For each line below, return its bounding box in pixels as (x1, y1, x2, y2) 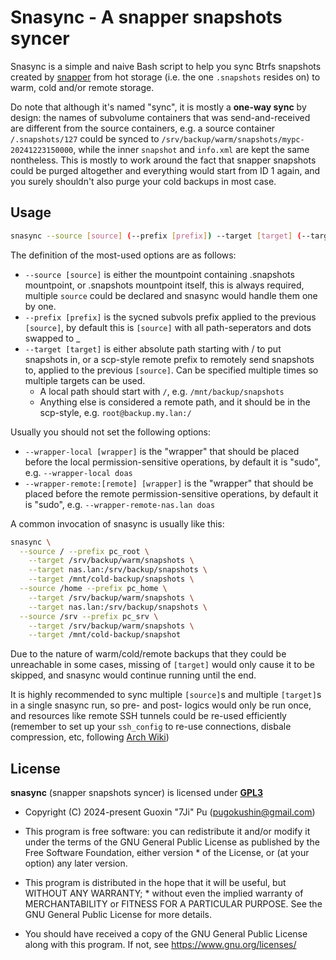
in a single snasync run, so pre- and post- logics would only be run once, (10, 699, 312, 711)
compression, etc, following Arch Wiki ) (10, 731, 170, 743)
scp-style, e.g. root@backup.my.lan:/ (39, 406, 192, 418)
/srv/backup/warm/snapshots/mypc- (161, 134, 305, 145)
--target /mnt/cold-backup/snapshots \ (28, 574, 195, 585)
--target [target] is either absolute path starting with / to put (24, 342, 282, 355)
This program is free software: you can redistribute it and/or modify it (24, 826, 311, 838)
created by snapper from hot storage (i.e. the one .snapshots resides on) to (10, 71, 321, 83)
